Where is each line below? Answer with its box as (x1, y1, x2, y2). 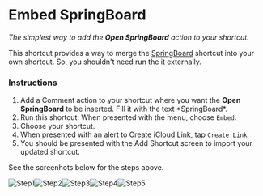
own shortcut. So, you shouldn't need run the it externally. (8, 57, 202, 66)
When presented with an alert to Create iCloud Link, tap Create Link (19, 130, 248, 139)
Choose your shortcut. (19, 121, 95, 131)
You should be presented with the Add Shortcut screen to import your (19, 138, 253, 148)
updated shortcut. (19, 147, 81, 157)
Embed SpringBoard (8, 6, 146, 24)
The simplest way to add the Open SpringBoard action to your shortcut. (8, 32, 249, 42)
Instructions (8, 77, 58, 88)
